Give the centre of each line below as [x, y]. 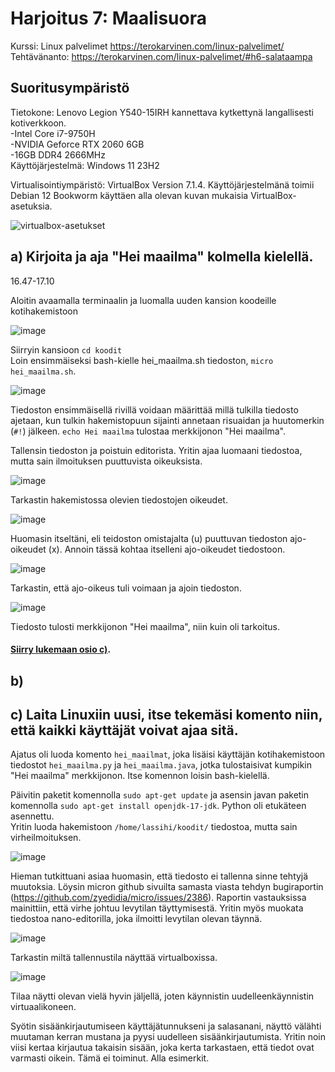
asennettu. [32, 816]
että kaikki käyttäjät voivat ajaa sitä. [124, 730]
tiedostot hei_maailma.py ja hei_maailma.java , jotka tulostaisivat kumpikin [161, 765]
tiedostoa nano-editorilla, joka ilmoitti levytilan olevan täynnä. [136, 919]
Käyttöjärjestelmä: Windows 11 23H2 [85, 165]
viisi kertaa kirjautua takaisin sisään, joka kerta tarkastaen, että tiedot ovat [162, 1048]
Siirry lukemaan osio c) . [61, 649]
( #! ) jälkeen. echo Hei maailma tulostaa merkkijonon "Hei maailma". [148, 431]
